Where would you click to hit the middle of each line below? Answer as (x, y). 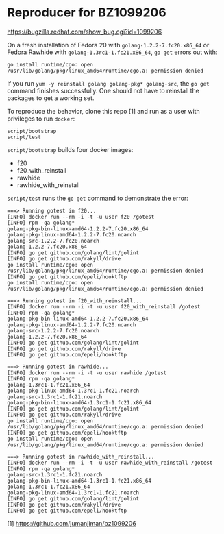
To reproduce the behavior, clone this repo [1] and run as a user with (103, 111)
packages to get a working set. (51, 98)
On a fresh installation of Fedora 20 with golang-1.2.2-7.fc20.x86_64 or (108, 45)
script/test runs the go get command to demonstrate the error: (98, 198)
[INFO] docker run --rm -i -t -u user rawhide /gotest (87, 373)
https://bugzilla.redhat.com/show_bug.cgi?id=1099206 (85, 32)
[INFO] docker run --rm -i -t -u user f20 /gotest (81, 217)
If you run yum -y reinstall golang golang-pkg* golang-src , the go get (109, 83)
